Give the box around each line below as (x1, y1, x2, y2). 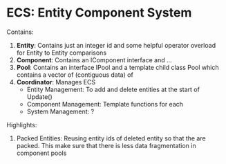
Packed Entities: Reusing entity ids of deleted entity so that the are (16, 134, 206, 143)
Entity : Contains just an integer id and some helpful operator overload (16, 41, 216, 49)
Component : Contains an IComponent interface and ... (16, 55, 172, 64)
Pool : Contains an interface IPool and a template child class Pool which (16, 63, 219, 71)
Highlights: (6, 120, 37, 129)
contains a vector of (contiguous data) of (16, 71, 134, 79)
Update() (26, 92, 53, 101)
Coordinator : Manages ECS (16, 78, 96, 86)
